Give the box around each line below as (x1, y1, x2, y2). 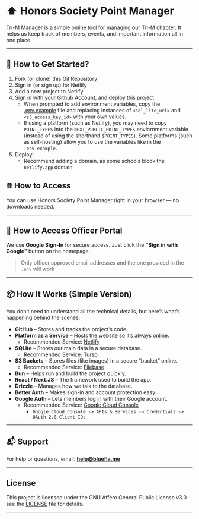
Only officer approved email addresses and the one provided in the (20, 259, 185, 266)
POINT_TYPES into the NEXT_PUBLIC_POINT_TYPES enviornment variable (23, 125, 188, 133)
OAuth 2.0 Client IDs (32, 414, 86, 420)
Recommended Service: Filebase (23, 364, 105, 371)
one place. (6, 36, 32, 43)
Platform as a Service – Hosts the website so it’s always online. (14, 332, 170, 339)
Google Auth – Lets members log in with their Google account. (14, 395, 168, 402)
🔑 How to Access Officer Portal (6, 225, 123, 235)
